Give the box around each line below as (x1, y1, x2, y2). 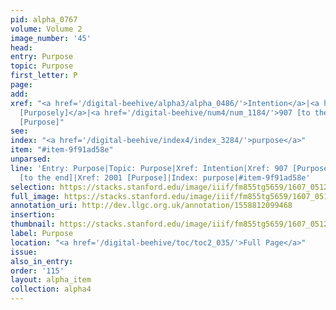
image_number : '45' (10, 33, 92, 43)
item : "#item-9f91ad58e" (10, 145, 114, 155)
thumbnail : (10, 219, 56, 230)
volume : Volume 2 (10, 24, 83, 34)
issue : (10, 247, 38, 257)
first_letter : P (10, 71, 78, 81)
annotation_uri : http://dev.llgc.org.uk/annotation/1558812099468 (10, 201, 293, 211)
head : (10, 42, 33, 53)
